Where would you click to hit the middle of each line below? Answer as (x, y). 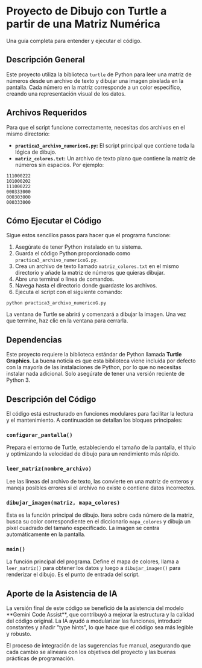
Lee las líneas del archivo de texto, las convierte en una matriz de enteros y (100, 481)
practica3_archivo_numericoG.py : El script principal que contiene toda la (105, 145)
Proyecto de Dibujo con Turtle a (87, 11)
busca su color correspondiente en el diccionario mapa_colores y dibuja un (99, 521)
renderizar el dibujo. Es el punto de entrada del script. (73, 575)
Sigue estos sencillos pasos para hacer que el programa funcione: (88, 235)
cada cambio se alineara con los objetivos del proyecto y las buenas (91, 652)
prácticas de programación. (41, 658)
